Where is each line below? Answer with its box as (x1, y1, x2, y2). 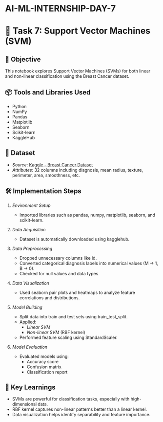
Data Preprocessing (12, 245, 53, 251)
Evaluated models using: (19, 353, 69, 359)
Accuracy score (26, 358, 59, 364)
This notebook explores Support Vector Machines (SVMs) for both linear (5, 68, 151, 74)
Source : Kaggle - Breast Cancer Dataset (12, 162, 93, 168)
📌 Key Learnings (5, 383, 56, 392)
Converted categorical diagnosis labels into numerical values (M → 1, (19, 260, 159, 266)
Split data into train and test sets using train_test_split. (19, 313, 128, 319)
